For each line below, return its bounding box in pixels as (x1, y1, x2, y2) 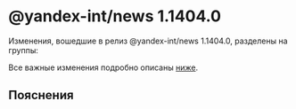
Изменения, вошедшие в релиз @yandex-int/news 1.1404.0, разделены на (8, 35, 288, 46)
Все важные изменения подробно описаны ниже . (8, 62, 198, 73)
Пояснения (8, 88, 74, 103)
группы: (8, 44, 39, 55)
